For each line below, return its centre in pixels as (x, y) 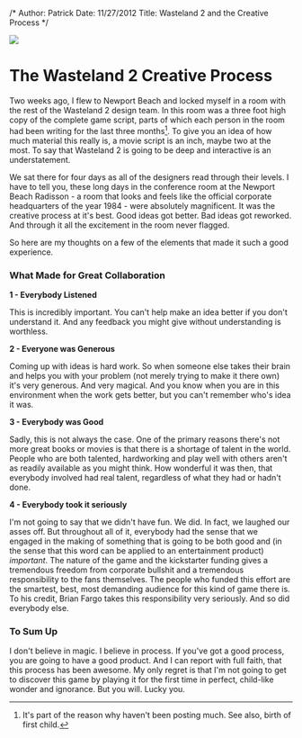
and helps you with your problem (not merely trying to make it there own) (145, 375)
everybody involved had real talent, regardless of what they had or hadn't (145, 477)
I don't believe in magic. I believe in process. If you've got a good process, (147, 651)
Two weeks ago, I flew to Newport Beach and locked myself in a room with (147, 100)
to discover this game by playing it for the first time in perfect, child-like (142, 679)
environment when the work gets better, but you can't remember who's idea (150, 394)
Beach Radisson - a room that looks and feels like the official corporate (141, 196)
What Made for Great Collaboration (88, 275)
